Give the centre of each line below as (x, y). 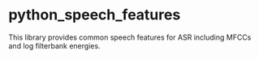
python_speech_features (95, 15)
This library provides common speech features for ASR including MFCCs (130, 37)
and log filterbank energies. (54, 45)
